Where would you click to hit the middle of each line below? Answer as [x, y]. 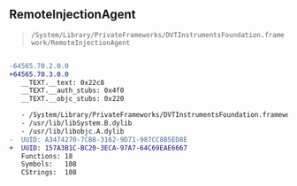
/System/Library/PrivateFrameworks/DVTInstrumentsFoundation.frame [157, 35]
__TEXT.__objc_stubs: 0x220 [72, 99]
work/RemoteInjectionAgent [80, 43]
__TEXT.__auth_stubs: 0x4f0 [72, 91]
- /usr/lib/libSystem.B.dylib [76, 123]
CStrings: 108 [49, 173]
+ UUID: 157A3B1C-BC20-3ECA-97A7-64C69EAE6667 [99, 148]
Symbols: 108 [49, 164]
